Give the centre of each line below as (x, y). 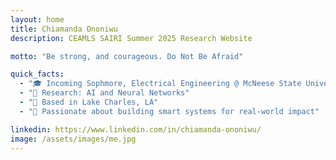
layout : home (37, 19)
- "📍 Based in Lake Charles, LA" (89, 102)
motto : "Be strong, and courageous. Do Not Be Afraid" (127, 56)
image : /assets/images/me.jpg (73, 139)
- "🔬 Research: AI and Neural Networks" (104, 93)
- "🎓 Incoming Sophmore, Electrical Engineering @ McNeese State (160, 84)
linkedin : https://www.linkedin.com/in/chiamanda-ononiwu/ (136, 129)
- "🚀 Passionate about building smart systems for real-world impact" (169, 111)
